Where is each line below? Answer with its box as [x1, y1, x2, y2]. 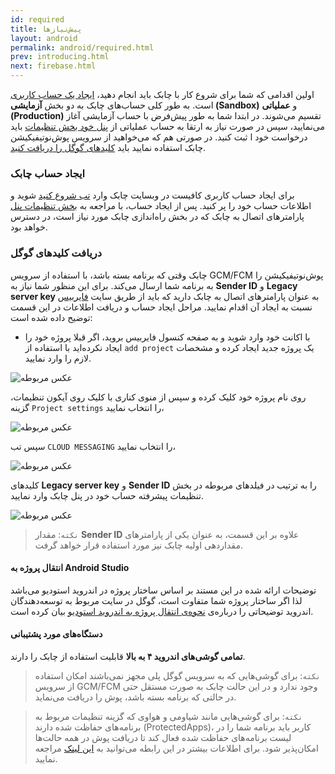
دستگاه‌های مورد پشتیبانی [10, 628, 103, 640]
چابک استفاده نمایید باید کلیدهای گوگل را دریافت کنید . [10, 142, 207, 153]
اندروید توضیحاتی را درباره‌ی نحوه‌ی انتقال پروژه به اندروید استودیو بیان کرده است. [10, 605, 314, 617]
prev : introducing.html [10, 52, 110, 62]
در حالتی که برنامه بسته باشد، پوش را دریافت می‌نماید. [34, 691, 237, 703]
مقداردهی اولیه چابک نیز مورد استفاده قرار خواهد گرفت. [34, 539, 243, 551]
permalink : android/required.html [10, 42, 155, 53]
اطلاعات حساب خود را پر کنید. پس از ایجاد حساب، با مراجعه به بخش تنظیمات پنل [10, 200, 312, 212]
